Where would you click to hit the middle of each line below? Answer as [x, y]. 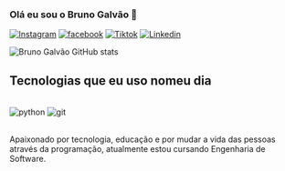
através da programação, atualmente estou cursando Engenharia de [137, 149]
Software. [28, 159]
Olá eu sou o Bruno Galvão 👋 [74, 15]
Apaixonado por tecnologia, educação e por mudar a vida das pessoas [142, 139]
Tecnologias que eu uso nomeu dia [111, 80]
